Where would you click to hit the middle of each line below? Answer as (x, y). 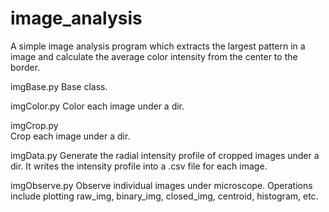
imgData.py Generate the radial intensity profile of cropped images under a (165, 155)
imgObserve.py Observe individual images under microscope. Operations (161, 185)
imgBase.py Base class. (59, 86)
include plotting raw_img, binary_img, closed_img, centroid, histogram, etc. (164, 196)
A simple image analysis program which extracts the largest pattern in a (158, 46)
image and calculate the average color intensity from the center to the (154, 56)
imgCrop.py (34, 125)
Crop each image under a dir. (70, 136)
